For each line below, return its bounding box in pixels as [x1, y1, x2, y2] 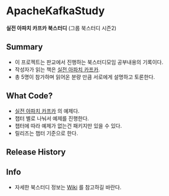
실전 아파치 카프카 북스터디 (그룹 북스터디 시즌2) [6, 24, 117, 31]
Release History [6, 147, 66, 157]
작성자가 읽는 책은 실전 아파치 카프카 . [14, 66, 100, 73]
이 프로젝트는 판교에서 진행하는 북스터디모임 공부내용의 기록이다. [14, 58, 164, 66]
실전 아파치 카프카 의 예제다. [14, 107, 80, 114]
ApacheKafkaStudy [6, 4, 105, 18]
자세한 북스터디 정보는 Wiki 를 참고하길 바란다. [14, 184, 122, 191]
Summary [6, 42, 43, 52]
